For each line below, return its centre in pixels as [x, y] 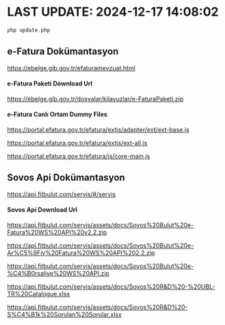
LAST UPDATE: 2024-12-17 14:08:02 [113, 12]
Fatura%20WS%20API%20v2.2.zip [57, 233]
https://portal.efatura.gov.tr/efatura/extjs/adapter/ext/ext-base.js [98, 130]
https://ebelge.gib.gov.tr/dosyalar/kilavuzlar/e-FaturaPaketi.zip [95, 99]
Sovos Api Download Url [42, 210]
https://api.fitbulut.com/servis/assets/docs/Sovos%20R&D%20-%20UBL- [111, 287]
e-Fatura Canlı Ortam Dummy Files [57, 114]
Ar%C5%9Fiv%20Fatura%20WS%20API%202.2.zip [81, 253]
